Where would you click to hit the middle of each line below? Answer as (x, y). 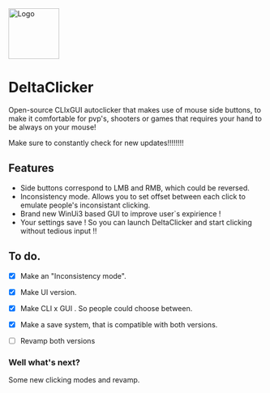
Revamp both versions (58, 340)
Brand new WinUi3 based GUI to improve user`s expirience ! (120, 213)
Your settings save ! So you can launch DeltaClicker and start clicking (136, 222)
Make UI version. (48, 292)
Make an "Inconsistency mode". (73, 276)
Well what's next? (45, 362)
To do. (25, 256)
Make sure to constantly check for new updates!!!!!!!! (96, 143)
